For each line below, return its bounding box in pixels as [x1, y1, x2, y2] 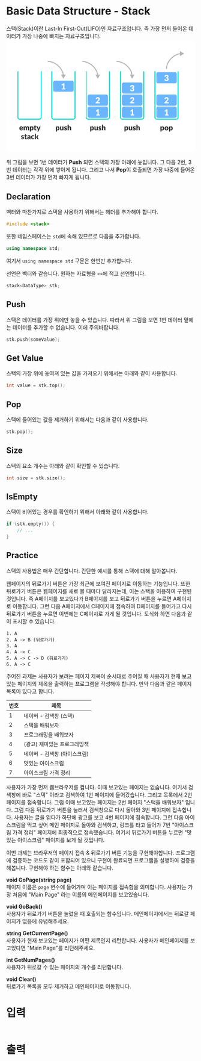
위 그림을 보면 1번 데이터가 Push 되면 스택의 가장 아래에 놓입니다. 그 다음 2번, [6, 158, 187, 166]
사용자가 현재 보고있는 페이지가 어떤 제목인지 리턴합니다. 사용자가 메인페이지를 [6, 936, 189, 944]
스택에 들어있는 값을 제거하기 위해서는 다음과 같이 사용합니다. [6, 415, 149, 423]
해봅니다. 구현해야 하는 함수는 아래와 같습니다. [6, 864, 114, 871]
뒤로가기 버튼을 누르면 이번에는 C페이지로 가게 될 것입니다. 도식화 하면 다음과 [6, 610, 186, 617]
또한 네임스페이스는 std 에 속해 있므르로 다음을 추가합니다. [6, 233, 141, 240]
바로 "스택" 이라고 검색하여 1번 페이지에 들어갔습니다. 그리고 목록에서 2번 [22, 791, 193, 798]
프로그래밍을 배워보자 [23, 731, 74, 738]
